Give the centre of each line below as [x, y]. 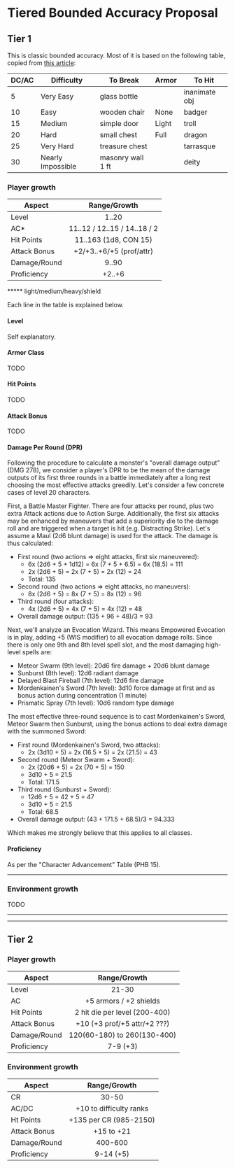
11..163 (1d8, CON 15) [113, 240]
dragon [195, 135]
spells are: [37, 652]
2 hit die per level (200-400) [122, 1012]
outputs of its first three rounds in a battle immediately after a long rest [109, 478]
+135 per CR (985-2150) [112, 1120]
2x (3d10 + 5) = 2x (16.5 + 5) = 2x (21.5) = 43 [92, 752]
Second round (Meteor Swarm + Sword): [76, 760]
